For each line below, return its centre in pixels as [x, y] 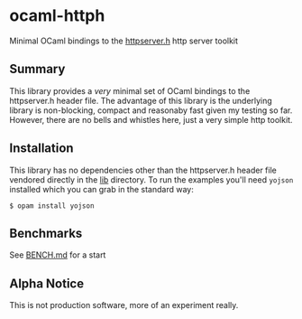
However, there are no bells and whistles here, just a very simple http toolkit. [151, 119]
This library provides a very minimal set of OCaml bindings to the [130, 90]
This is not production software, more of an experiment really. [124, 305]
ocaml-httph [57, 16]
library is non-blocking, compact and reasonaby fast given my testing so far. [151, 110]
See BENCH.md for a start [58, 255]
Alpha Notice [46, 283]
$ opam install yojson [52, 206]
